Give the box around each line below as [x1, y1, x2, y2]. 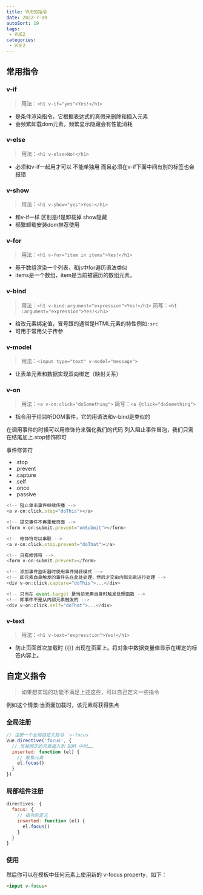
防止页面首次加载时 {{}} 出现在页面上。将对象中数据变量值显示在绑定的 [15, 644, 192, 651]
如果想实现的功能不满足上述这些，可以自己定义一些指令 [21, 688, 159, 696]
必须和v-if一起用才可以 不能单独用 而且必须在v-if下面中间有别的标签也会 [15, 163, 195, 170]
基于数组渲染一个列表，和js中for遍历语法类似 [15, 264, 128, 271]
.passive [15, 491, 36, 498]
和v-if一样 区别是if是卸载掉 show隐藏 [15, 213, 107, 221]
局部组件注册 [6, 787, 44, 795]
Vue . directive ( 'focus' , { [6, 737, 72, 744]
